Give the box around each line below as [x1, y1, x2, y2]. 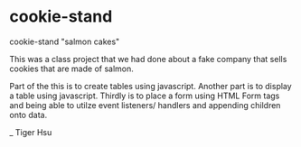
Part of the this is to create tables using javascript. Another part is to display [9, 80, 292, 91]
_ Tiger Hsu [9, 126, 52, 137]
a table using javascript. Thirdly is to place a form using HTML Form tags [9, 90, 280, 101]
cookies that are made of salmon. [9, 63, 134, 74]
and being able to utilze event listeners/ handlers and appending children [9, 99, 281, 110]
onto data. [9, 109, 48, 120]
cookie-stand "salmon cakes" [9, 36, 120, 47]
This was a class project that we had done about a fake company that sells [9, 53, 287, 64]
